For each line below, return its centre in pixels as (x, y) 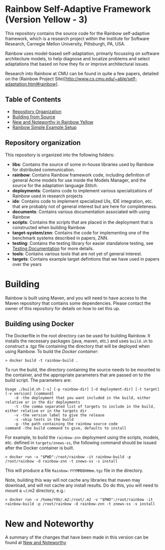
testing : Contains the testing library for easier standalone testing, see (83, 243)
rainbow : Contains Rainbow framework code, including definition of (81, 175)
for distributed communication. (44, 170)
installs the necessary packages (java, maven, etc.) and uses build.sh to (79, 341)
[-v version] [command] (30, 394)
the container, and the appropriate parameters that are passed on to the (78, 375)
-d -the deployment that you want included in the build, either (82, 398)
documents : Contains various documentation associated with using (81, 212)
